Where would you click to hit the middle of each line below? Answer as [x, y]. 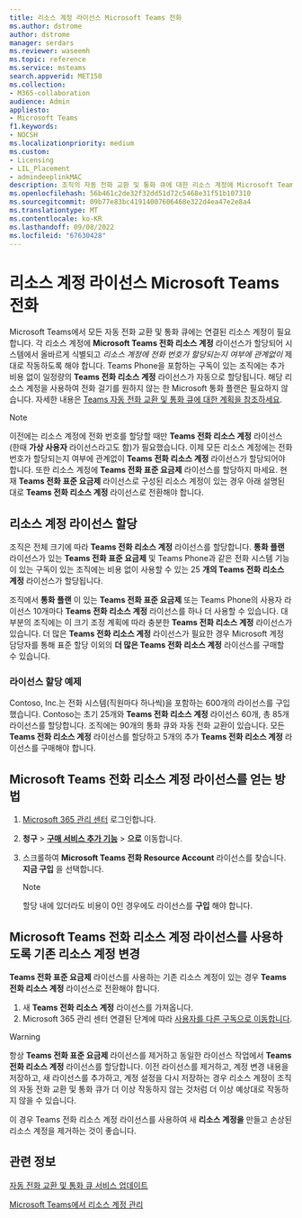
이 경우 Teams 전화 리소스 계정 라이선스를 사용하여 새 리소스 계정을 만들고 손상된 [151, 1120]
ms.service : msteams [48, 68]
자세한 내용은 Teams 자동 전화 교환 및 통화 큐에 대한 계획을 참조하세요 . [159, 400]
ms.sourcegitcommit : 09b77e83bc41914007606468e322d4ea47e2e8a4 [130, 202]
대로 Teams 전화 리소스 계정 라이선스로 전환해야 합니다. [107, 493]
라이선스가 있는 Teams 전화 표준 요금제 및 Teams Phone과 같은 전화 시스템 [141, 559]
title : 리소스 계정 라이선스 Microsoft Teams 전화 [96, 18]
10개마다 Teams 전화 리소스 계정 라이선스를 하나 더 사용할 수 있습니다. [156, 611]
